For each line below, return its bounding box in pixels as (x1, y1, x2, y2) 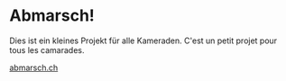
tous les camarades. (9, 44, 85, 55)
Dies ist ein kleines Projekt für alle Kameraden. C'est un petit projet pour (9, 35, 278, 46)
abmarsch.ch (9, 62, 59, 73)
